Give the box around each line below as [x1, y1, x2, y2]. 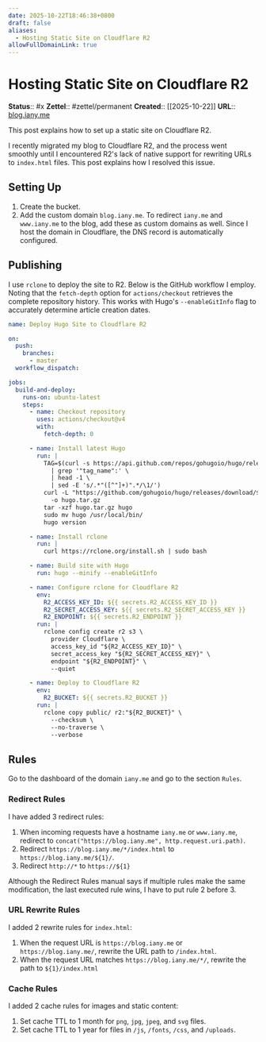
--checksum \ [50, 716, 93, 724]
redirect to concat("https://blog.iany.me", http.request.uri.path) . [19, 836, 245, 845]
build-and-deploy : [15, 386, 77, 394]
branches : [22, 349, 55, 357]
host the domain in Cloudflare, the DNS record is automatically [19, 227, 224, 237]
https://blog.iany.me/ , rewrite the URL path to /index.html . [19, 946, 218, 955]
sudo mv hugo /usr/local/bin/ [43, 511, 144, 519]
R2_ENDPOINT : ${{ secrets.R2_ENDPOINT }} [43, 613, 182, 621]
